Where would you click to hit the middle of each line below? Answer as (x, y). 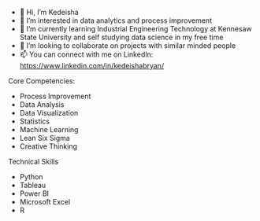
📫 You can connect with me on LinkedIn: (86, 54)
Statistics (35, 121)
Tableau (33, 185)
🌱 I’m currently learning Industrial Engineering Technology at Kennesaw (136, 29)
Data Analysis (42, 105)
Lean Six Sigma (45, 138)
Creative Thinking (48, 146)
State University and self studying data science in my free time (121, 37)
